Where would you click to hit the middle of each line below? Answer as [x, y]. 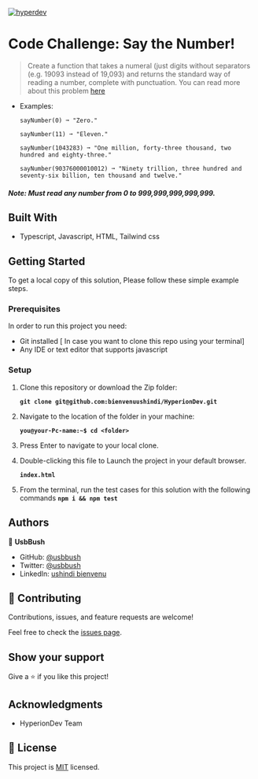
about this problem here [66, 90]
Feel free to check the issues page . [65, 633]
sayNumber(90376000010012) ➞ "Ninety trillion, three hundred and [131, 168]
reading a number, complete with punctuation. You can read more [134, 82]
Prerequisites [34, 309]
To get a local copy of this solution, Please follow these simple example [123, 280]
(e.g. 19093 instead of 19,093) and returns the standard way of [129, 74]
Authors [29, 523]
